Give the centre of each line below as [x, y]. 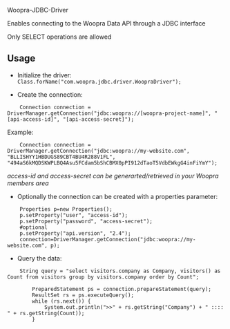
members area [28, 183]
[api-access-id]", [33, 119]
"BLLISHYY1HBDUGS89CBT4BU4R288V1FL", [61, 157]
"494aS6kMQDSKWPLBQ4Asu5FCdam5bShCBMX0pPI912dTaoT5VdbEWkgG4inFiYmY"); [112, 163]
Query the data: [39, 258]
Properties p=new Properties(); [66, 209]
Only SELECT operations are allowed [59, 37]
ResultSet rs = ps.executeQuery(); [83, 295]
